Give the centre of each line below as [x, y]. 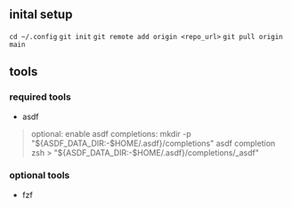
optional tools [40, 175]
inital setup [41, 15]
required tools [40, 97]
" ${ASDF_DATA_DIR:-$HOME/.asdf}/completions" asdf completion [153, 143]
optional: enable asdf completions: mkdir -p [111, 133]
